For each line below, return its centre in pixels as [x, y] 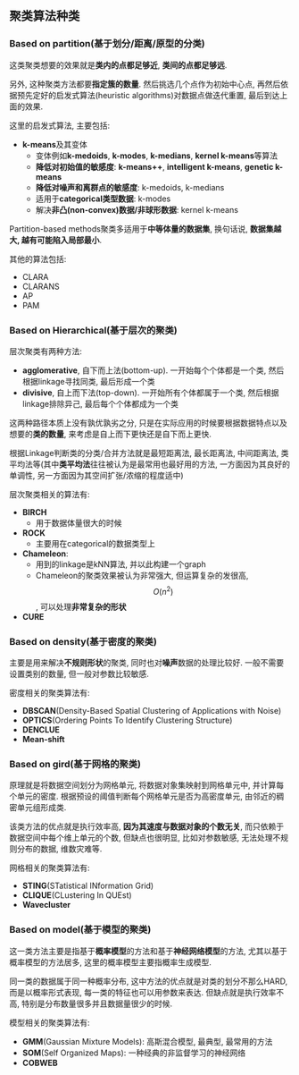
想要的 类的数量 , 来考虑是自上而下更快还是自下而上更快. [111, 434]
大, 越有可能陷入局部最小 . [56, 240]
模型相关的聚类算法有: [50, 1022]
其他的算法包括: [38, 258]
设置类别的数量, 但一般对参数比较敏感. [79, 673]
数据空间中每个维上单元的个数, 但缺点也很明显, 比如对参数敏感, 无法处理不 [145, 838]
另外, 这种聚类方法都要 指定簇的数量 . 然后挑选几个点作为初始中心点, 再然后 [145, 84]
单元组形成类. [42, 808]
